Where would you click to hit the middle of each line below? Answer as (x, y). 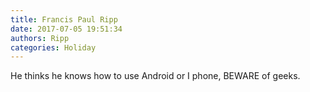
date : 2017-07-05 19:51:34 (66, 29)
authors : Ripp (40, 38)
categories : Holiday (53, 47)
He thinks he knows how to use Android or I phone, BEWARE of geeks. (155, 76)
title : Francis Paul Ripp (64, 19)
